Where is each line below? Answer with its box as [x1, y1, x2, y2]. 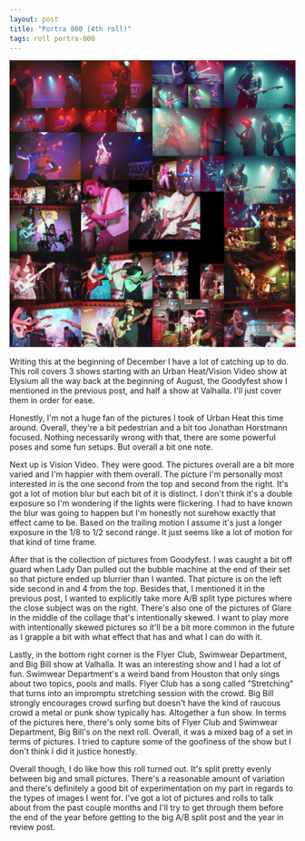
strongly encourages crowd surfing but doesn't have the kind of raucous [9, 697, 281, 709]
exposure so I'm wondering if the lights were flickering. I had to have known [9, 498, 293, 509]
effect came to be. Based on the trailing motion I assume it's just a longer [9, 517, 283, 528]
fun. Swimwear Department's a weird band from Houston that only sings [9, 669, 280, 680]
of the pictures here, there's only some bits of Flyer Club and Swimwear [9, 717, 279, 728]
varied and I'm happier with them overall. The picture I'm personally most [9, 469, 283, 480]
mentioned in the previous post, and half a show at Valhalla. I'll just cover [9, 385, 282, 396]
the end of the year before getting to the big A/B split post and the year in [9, 812, 284, 823]
